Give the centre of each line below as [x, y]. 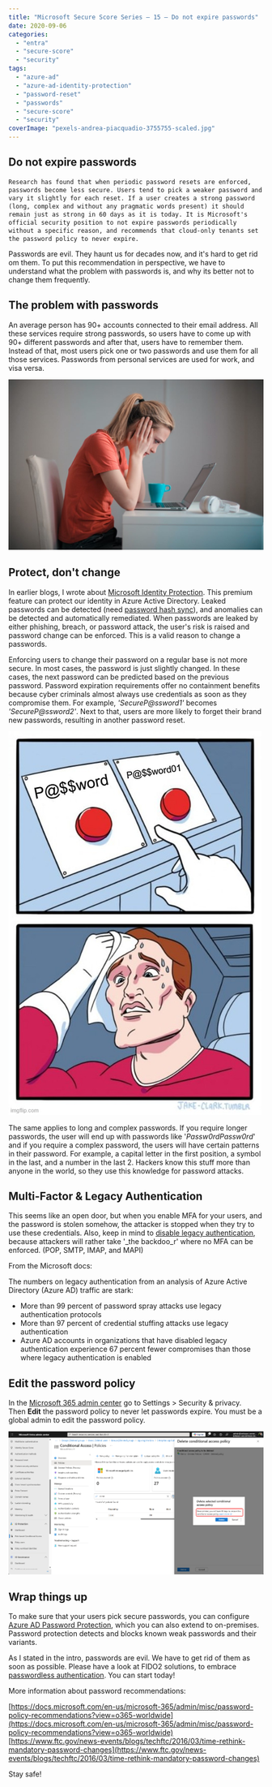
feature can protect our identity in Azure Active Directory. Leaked [117, 601]
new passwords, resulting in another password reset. [97, 720]
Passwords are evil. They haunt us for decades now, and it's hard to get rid [133, 254]
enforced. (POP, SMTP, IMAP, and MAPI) [76, 1251]
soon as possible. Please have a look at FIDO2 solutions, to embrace [123, 1667]
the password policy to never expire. [74, 239]
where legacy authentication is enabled [86, 1358]
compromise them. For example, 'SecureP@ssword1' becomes [113, 703]
